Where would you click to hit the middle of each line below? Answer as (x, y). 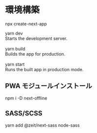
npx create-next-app (26, 24)
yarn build (15, 49)
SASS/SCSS (24, 113)
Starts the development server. (36, 38)
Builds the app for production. (35, 54)
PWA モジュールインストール (48, 86)
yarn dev (14, 33)
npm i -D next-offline (26, 98)
